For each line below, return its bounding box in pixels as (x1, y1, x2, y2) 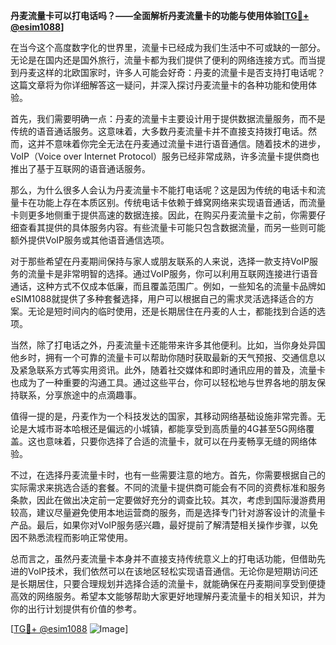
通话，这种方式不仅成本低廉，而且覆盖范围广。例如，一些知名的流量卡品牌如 (10, 280, 326, 292)
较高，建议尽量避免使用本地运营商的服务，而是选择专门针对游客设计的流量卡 (10, 507, 326, 518)
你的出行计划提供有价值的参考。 (10, 603, 142, 614)
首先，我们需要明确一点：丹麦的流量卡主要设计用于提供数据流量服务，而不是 (10, 113, 326, 124)
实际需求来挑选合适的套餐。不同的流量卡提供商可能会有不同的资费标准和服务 (10, 482, 326, 493)
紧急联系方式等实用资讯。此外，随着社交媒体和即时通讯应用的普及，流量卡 (18, 364, 326, 376)
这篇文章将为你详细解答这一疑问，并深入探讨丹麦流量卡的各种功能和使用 (10, 79, 308, 91)
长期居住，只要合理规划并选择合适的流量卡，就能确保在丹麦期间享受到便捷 (18, 578, 326, 589)
